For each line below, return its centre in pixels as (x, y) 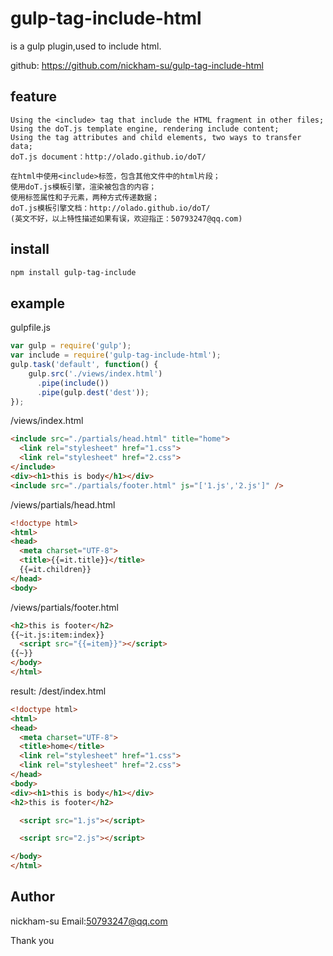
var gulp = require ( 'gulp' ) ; (71, 346)
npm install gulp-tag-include (73, 272)
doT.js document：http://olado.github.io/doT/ (108, 157)
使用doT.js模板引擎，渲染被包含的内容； (83, 187)
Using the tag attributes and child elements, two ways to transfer (156, 137)
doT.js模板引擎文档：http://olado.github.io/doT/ (110, 208)
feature (34, 97)
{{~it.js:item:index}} (57, 635)
